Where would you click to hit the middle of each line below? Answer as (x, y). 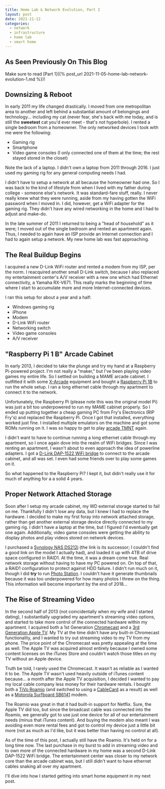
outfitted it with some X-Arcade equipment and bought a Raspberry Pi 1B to (81, 382)
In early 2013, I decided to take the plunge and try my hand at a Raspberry (81, 366)
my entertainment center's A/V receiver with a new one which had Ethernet (82, 277)
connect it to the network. (31, 392)
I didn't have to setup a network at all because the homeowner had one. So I (82, 182)
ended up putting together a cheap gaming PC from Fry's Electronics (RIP (80, 412)
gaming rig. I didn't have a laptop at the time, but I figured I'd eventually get (81, 527)
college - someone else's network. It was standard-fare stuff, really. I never (81, 193)
